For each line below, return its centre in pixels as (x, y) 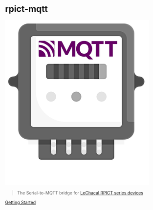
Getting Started (21, 202)
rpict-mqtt (26, 9)
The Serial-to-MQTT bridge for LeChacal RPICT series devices (80, 193)
